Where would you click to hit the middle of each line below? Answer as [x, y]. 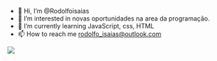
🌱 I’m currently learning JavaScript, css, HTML [86, 26]
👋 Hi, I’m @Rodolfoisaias [53, 11]
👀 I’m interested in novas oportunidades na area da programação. [113, 18]
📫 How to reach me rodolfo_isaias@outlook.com [89, 34]
